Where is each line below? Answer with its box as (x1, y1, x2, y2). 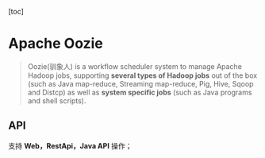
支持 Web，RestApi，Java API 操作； (8, 141, 132, 150)
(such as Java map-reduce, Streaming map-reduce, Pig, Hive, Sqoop (27, 79, 254, 88)
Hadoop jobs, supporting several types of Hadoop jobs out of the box (27, 71, 258, 80)
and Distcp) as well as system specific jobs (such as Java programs (27, 87, 252, 97)
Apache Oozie (8, 35, 103, 52)
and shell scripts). (27, 95, 86, 106)
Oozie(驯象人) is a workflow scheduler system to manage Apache (27, 61, 242, 71)
